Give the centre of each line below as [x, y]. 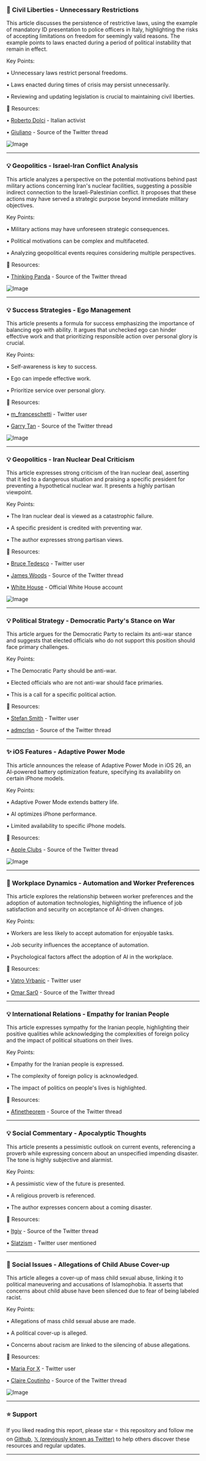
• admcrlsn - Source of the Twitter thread [59, 730]
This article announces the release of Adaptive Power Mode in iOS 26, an [99, 765]
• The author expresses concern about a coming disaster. [79, 1207]
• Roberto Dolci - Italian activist [46, 120]
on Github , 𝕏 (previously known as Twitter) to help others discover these [98, 1439]
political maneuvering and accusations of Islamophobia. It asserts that [95, 1284]
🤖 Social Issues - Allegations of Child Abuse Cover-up [88, 1264]
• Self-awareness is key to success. [52, 366]
